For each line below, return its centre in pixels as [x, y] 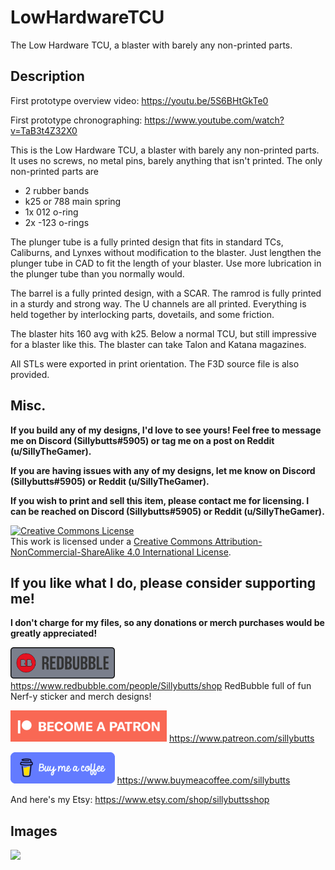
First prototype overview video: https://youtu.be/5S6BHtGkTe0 [139, 100]
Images [34, 831]
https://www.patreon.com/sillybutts [241, 738]
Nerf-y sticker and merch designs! [81, 697]
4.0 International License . [179, 552]
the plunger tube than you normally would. [97, 273]
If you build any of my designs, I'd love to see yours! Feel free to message [166, 430]
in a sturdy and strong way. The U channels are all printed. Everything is [158, 303]
